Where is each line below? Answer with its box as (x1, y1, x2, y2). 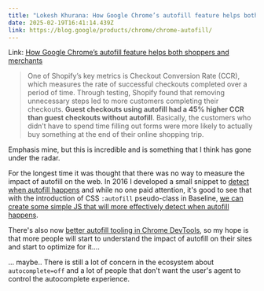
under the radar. (8, 153, 60, 163)
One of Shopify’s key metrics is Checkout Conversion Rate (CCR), (27, 72, 240, 81)
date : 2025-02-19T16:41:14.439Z (8, 19, 114, 27)
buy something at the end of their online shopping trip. (27, 130, 204, 139)
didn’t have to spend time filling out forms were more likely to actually (27, 121, 253, 131)
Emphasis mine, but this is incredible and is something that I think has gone (8, 145, 251, 154)
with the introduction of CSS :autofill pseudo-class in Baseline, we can (8, 193, 244, 203)
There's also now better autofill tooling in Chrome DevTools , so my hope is (8, 226, 249, 235)
